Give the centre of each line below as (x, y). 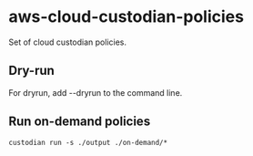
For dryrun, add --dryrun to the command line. (96, 92)
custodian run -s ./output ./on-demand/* (88, 142)
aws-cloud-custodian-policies (126, 17)
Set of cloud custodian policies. (68, 42)
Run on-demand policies (80, 122)
